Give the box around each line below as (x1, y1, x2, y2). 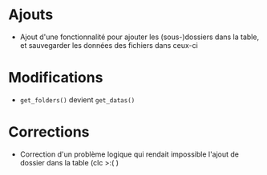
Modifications (8, 69, 103, 87)
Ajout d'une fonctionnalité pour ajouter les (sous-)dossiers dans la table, (19, 32, 259, 42)
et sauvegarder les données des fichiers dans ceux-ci (19, 40, 198, 50)
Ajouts (8, 6, 54, 24)
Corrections (8, 123, 90, 141)
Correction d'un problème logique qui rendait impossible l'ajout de (19, 149, 239, 159)
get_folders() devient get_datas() (19, 94, 136, 105)
